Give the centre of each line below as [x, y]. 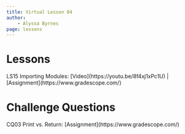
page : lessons [25, 29]
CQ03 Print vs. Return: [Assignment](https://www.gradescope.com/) [93, 125]
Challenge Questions [61, 107]
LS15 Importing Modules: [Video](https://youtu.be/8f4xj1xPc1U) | [88, 76]
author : [16, 18]
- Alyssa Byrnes [38, 23]
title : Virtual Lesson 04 [39, 12]
